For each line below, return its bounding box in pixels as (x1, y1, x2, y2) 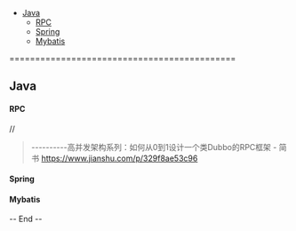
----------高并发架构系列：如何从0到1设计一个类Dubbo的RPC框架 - (30, 141, 277, 152)
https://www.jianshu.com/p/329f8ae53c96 (41, 153, 198, 163)
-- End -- (9, 213, 43, 225)
